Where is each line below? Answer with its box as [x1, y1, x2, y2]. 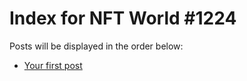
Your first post [23, 59, 83, 71]
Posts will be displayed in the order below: [9, 40, 184, 52]
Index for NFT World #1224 [9, 7, 237, 30]
